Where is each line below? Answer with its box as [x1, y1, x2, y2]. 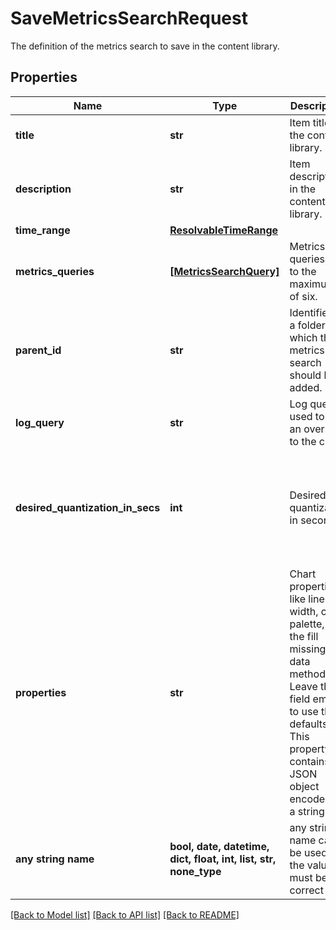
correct [289, 883, 324, 897]
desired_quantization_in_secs [15, 500, 161, 514]
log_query [15, 415, 65, 429]
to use [289, 704, 319, 718]
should [289, 368, 322, 382]
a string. [289, 804, 328, 818]
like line [289, 592, 325, 606]
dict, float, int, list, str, [169, 852, 277, 866]
